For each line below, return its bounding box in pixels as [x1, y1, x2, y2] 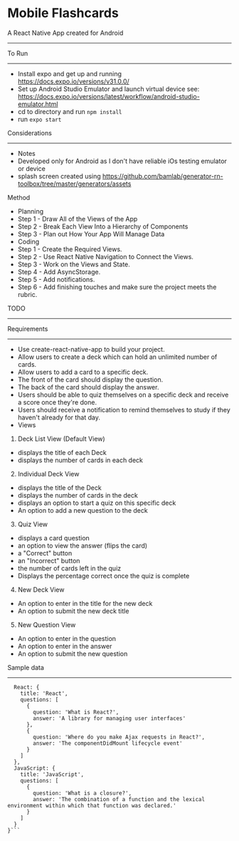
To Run [7, 48, 28, 58]
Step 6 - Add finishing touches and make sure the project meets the [17, 283, 217, 291]
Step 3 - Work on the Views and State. [17, 260, 130, 268]
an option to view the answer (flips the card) [17, 541, 148, 550]
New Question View [17, 620, 76, 629]
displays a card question [17, 533, 90, 542]
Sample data [7, 663, 45, 672]
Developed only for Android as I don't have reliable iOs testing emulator [17, 157, 228, 165]
